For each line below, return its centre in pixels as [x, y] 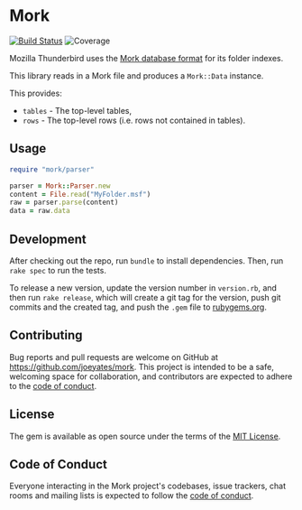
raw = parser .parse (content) [64, 203]
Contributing [46, 335]
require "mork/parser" [52, 169]
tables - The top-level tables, [77, 110]
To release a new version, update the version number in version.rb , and [143, 287]
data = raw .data [40, 211]
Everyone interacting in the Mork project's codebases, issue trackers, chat [148, 486]
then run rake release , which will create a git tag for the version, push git [145, 297]
